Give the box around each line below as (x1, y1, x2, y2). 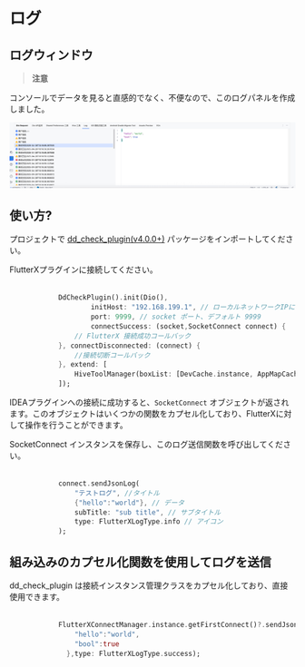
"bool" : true (74, 639, 120, 649)
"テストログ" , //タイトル (74, 488, 161, 497)
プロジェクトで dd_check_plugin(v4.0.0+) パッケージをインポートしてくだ (9, 233, 286, 245)
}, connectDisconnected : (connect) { (57, 341, 202, 350)
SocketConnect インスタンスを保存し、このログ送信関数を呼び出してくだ (9, 439, 283, 450)
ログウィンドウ (9, 47, 93, 63)
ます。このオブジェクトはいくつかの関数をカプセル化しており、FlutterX (9, 408, 277, 419)
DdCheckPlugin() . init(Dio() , (57, 293, 169, 302)
